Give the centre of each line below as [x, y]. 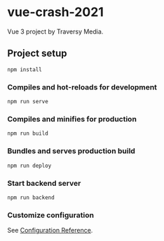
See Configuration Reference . [50, 231]
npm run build [28, 133]
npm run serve [28, 102]
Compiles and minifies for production [72, 119]
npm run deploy [29, 166]
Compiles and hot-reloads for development [82, 87]
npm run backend [31, 197]
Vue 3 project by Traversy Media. [55, 31]
